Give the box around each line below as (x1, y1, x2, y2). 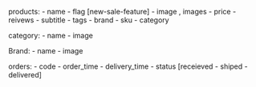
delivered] (8, 70, 43, 79)
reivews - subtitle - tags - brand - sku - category (8, 15, 170, 25)
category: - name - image (8, 31, 94, 40)
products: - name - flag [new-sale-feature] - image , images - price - (8, 7, 237, 16)
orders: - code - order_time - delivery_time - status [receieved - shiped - (8, 61, 248, 71)
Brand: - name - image (8, 46, 83, 55)
